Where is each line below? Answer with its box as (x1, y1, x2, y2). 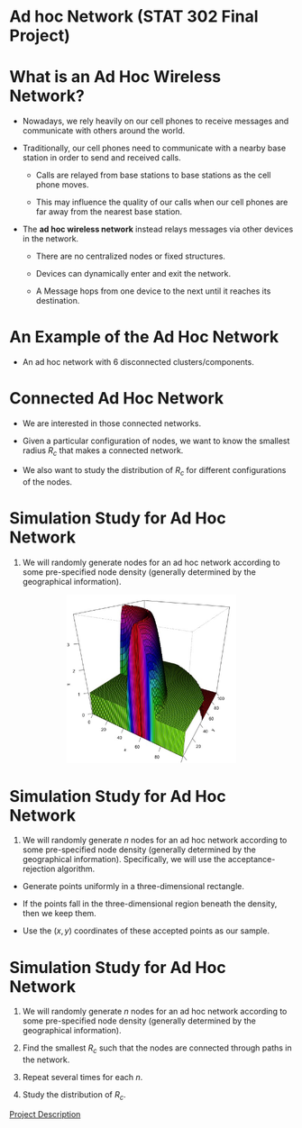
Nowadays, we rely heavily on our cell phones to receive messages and (22, 115, 289, 127)
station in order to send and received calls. (22, 152, 182, 163)
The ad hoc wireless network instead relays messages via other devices (22, 223, 294, 235)
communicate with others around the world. (22, 125, 186, 136)
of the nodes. (22, 476, 73, 487)
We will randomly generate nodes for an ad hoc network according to (22, 557, 281, 568)
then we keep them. (22, 908, 96, 919)
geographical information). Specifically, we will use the (22, 854, 226, 865)
